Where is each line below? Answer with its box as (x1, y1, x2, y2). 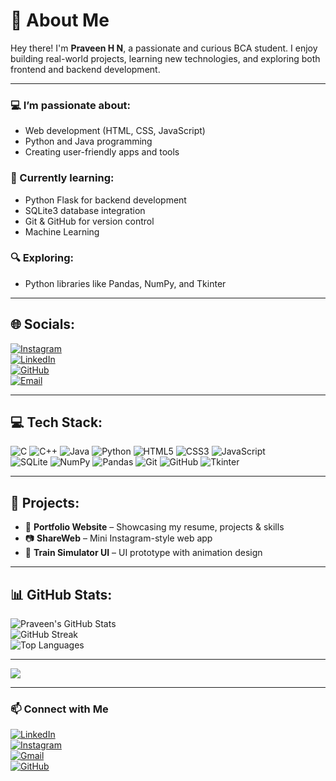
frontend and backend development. (10, 63, 161, 75)
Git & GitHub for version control (24, 215, 155, 227)
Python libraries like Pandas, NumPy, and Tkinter (24, 277, 227, 289)
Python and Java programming (24, 135, 153, 148)
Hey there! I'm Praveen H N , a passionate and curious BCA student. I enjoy (10, 42, 318, 54)
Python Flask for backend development (24, 194, 187, 206)
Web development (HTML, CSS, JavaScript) (24, 125, 206, 137)
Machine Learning (24, 225, 100, 238)
